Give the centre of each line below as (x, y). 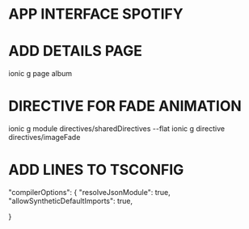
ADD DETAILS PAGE (76, 51)
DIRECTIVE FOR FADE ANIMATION (125, 106)
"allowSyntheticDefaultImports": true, (71, 201)
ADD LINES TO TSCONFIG (96, 170)
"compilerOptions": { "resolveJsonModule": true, (90, 192)
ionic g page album (40, 74)
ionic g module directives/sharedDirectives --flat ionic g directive (116, 129)
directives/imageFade (44, 138)
